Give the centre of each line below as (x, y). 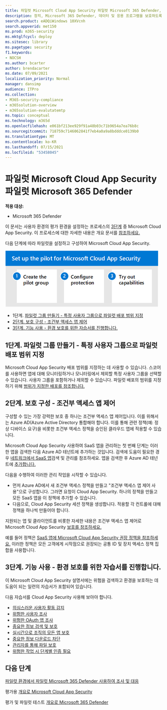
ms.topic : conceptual (28, 116)
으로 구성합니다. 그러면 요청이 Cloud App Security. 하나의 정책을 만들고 (88, 491)
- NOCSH (13, 58)
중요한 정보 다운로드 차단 (36, 639)
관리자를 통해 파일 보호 (34, 645)
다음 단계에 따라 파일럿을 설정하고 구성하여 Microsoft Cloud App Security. (78, 243)
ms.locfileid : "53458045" (32, 152)
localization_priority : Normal (38, 79)
